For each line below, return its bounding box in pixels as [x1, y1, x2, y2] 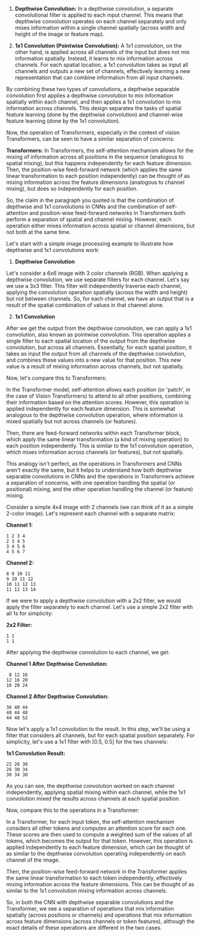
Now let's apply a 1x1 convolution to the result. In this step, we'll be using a [6, 726, 190, 732]
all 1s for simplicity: [6, 610, 53, 617]
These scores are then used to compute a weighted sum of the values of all [6, 831, 193, 838]
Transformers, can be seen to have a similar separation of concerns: [6, 135, 175, 142]
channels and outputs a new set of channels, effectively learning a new [14, 68, 191, 74]
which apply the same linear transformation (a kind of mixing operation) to [6, 436, 189, 442]
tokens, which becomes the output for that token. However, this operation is [6, 838, 193, 844]
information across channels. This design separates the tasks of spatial [6, 105, 182, 111]
